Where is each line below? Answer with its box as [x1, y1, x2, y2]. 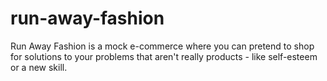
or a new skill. [10, 61, 68, 73]
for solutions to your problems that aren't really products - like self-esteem [10, 50, 318, 62]
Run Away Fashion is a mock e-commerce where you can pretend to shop [10, 40, 315, 52]
